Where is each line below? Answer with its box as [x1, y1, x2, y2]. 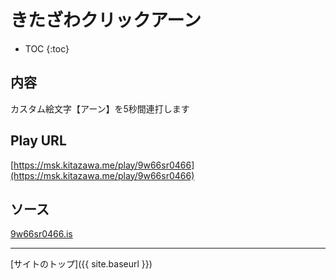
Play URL [10, 132, 67, 150]
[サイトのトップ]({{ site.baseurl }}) [10, 258, 153, 270]
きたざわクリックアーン [10, 9, 202, 32]
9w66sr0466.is [10, 228, 73, 240]
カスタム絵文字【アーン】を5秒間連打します [10, 102, 190, 115]
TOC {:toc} [24, 42, 70, 55]
